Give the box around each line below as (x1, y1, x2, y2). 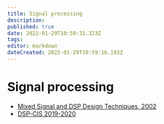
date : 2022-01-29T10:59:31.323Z (7, 29, 101, 37)
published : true (7, 23, 54, 30)
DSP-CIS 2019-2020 (17, 109, 76, 118)
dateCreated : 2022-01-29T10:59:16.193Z (7, 49, 124, 56)
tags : (7, 36, 23, 43)
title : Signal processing (7, 10, 82, 17)
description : (7, 17, 45, 24)
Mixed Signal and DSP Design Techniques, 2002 (17, 102, 157, 110)
